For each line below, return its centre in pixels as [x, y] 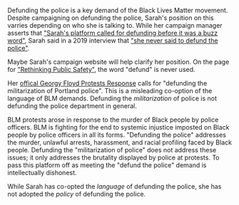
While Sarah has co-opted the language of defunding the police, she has [115, 186]
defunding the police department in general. [72, 106]
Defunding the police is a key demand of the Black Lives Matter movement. [118, 10]
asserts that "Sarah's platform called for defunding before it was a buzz [113, 33]
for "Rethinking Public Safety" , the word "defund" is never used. [101, 69]
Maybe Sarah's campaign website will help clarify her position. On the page [118, 62]
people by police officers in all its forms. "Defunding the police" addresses [117, 135]
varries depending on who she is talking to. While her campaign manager [115, 25]
